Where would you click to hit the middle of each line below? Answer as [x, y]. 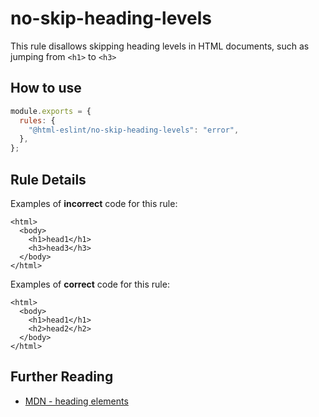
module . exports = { [51, 111]
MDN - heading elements [76, 401]
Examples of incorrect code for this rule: [94, 203]
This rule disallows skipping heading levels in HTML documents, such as [160, 46]
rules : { [37, 120]
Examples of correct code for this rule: [90, 284]
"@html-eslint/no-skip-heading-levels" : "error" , [134, 130]
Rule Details [48, 179]
